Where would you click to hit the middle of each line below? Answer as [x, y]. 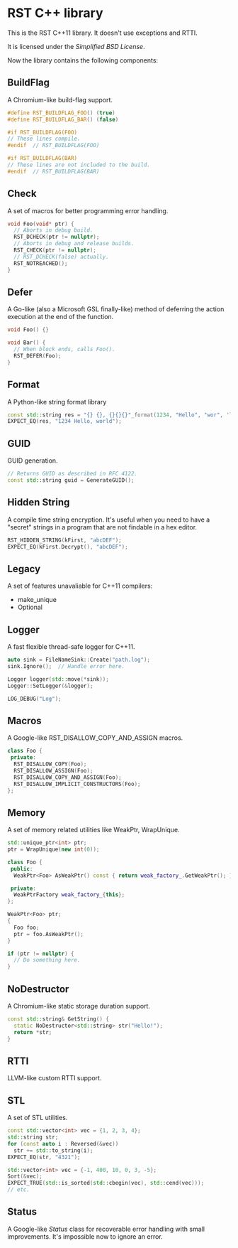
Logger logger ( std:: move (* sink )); [58, 679]
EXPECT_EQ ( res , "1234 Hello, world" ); [64, 421]
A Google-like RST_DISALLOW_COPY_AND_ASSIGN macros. [95, 738]
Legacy [24, 569]
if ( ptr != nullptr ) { [41, 954]
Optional [30, 607]
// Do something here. [47, 960]
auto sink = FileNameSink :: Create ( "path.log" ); [79, 660]
